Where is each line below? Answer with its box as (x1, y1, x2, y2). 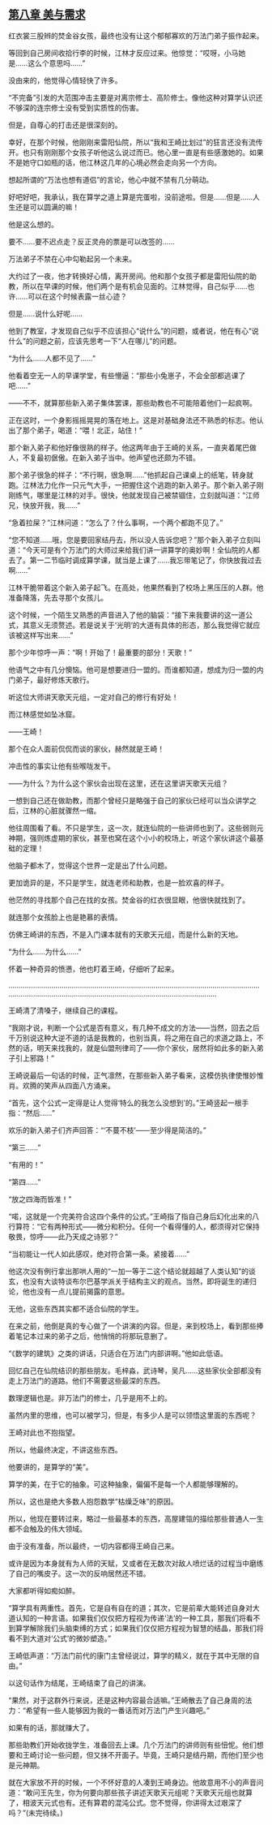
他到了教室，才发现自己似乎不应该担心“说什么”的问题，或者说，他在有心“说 (8, 325, 259, 335)
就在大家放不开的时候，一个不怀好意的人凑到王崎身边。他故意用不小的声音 (8, 1777, 257, 1787)
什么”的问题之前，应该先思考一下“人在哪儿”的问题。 (8, 336, 181, 346)
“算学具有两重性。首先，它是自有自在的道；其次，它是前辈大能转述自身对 (8, 1603, 253, 1612)
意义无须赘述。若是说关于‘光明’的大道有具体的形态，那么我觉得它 (29, 620, 247, 630)
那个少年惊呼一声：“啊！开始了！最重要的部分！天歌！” (8, 648, 193, 657)
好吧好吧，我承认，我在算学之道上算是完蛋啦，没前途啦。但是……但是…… (8, 192, 253, 201)
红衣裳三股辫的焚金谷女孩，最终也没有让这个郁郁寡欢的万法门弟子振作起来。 (8, 31, 264, 41)
